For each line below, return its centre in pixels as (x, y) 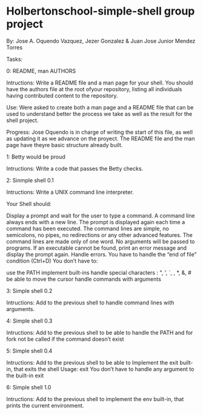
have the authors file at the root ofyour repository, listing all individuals (94, 89)
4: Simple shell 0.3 (29, 321)
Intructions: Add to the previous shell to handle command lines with (90, 303)
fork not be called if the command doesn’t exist (65, 339)
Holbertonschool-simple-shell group (101, 11)
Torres (15, 47)
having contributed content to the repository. (62, 95)
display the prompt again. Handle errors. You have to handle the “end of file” (101, 254)
